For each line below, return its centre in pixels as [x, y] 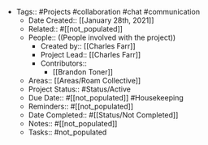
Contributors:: [64, 63]
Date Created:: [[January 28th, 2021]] [91, 20]
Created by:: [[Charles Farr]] [88, 46]
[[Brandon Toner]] [83, 72]
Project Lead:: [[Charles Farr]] [91, 55]
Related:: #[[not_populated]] [76, 29]
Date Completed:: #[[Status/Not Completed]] [103, 115]
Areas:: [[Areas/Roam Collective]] [84, 81]
